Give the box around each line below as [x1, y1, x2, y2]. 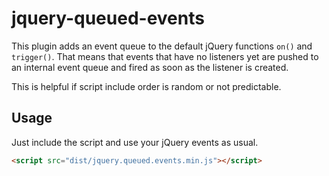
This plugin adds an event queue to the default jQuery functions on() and [11, 40, 313, 52]
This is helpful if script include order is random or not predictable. [11, 80, 282, 92]
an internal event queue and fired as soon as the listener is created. [11, 61, 289, 73]
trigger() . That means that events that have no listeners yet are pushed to [11, 50, 319, 62]
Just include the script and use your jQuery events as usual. [11, 136, 259, 148]
